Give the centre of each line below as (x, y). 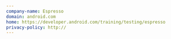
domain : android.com (31, 17)
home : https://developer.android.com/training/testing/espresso (86, 22)
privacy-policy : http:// (36, 27)
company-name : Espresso (35, 11)
